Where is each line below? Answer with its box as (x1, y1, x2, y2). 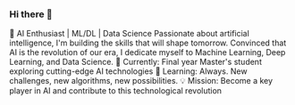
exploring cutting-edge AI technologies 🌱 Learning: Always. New (9, 66, 248, 77)
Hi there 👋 (9, 8, 54, 20)
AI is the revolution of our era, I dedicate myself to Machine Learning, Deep (9, 47, 286, 58)
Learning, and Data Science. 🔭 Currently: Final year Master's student (9, 57, 262, 68)
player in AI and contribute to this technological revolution (9, 85, 222, 96)
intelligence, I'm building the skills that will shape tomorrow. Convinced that (9, 37, 287, 48)
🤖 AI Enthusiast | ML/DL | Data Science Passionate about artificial (9, 28, 250, 39)
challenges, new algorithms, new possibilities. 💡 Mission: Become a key (9, 76, 274, 86)
